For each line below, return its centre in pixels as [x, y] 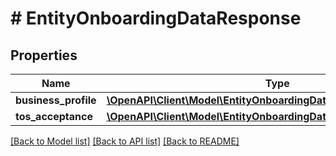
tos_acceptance [54, 116]
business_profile [56, 100]
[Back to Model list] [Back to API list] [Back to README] [125, 141]
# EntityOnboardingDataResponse [156, 18]
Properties [44, 55]
